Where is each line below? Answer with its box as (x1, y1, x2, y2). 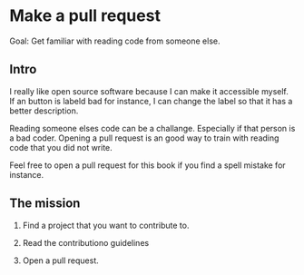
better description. (9, 105, 79, 116)
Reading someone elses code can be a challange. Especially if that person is (9, 123, 296, 133)
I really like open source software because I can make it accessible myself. (9, 85, 289, 96)
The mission (9, 196, 81, 211)
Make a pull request (9, 5, 162, 26)
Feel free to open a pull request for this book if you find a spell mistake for (9, 160, 286, 171)
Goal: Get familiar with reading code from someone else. (9, 35, 221, 46)
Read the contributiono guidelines (22, 237, 150, 248)
